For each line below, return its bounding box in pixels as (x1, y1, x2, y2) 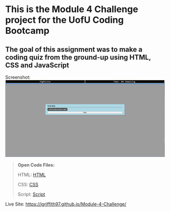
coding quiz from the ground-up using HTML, (5, 53, 151, 62)
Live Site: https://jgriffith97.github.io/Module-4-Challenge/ (5, 201, 126, 207)
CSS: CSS (17, 181, 39, 187)
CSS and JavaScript (5, 61, 69, 69)
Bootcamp (5, 25, 50, 36)
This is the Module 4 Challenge (5, 4, 138, 15)
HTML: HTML (17, 172, 46, 178)
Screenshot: (5, 74, 31, 80)
